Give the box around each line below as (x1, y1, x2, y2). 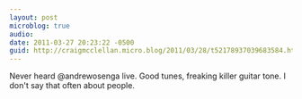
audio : (9, 29, 34, 38)
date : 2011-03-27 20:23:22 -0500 (9, 37, 135, 47)
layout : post (9, 12, 58, 22)
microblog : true (9, 21, 70, 30)
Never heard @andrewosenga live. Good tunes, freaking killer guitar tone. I (9, 70, 286, 81)
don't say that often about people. (9, 80, 135, 91)
